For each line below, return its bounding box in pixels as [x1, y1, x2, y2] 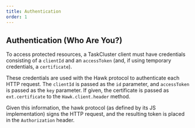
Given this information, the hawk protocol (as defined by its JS [6, 104, 156, 111]
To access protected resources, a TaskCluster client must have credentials [6, 51, 186, 58]
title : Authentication [6, 8, 61, 15]
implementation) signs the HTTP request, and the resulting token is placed [6, 111, 185, 118]
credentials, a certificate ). [6, 63, 72, 70]
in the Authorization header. [6, 117, 75, 124]
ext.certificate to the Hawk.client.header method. [6, 93, 131, 100]
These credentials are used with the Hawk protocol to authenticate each [6, 74, 180, 81]
